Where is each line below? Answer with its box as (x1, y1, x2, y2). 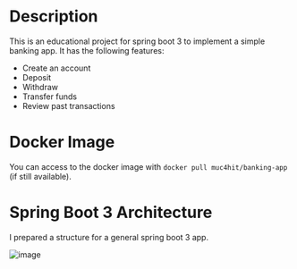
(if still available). (9, 171, 72, 181)
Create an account (21, 63, 91, 73)
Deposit (21, 71, 52, 82)
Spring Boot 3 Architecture (9, 203, 213, 223)
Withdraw (21, 81, 59, 92)
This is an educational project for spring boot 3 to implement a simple (9, 36, 266, 46)
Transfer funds (21, 91, 78, 102)
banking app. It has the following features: (9, 45, 165, 55)
